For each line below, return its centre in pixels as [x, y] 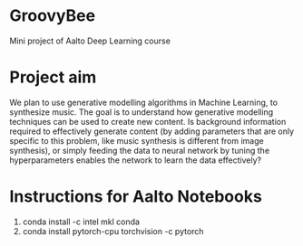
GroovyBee [53, 16]
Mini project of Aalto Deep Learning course [90, 41]
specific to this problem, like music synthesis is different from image [137, 140]
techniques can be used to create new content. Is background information [148, 121]
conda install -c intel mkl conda [81, 222]
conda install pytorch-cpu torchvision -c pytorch [113, 231]
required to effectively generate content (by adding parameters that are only [152, 131]
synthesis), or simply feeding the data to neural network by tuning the [140, 150]
